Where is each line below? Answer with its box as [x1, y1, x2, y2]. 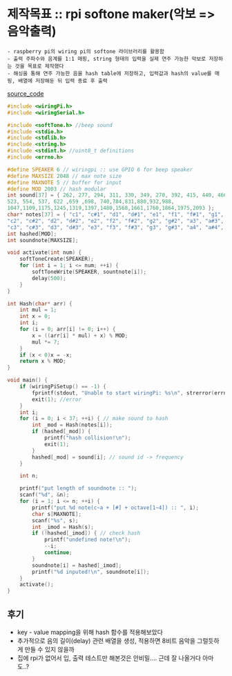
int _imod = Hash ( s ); [32, 524, 95, 530]
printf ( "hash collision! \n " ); [43, 435, 131, 441]
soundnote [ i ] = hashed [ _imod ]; [32, 561, 122, 569]
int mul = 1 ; [19, 306, 57, 314]
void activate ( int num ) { [7, 249, 81, 256]
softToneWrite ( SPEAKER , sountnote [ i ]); [32, 268, 147, 276]
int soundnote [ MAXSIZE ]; [7, 237, 79, 243]
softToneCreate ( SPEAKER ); [19, 256, 95, 263]
